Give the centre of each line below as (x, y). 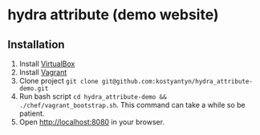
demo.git (34, 88)
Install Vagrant (43, 72)
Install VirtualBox (47, 63)
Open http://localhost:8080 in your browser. (92, 122)
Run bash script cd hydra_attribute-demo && (93, 96)
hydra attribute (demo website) (113, 15)
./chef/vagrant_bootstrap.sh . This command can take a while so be (132, 105)
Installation (36, 45)
